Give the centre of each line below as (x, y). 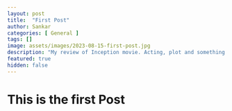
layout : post (26, 14)
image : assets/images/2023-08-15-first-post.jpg (79, 46)
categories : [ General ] (43, 33)
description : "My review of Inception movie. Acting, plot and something (116, 53)
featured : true (29, 59)
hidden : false (28, 65)
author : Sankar (29, 26)
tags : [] (20, 40)
